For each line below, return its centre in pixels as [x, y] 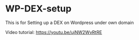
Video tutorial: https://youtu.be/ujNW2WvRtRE [54, 32]
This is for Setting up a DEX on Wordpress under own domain [69, 22]
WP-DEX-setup [38, 9]
